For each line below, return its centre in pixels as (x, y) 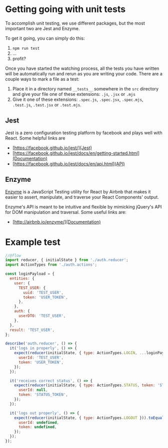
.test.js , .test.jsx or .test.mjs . (47, 104)
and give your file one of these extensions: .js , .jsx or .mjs (74, 94)
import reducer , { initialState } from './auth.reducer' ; (67, 260)
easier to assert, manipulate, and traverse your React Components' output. (82, 197)
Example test (33, 242)
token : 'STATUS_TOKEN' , (43, 395)
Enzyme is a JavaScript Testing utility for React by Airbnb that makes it (78, 191)
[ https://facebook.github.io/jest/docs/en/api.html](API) (68, 164)
